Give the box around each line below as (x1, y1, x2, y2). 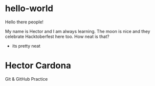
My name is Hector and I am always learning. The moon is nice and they (5, 28, 151, 34)
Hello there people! (5, 19, 44, 25)
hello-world (5, 3, 54, 14)
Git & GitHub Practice (5, 76, 48, 82)
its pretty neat (12, 43, 41, 49)
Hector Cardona (5, 60, 71, 71)
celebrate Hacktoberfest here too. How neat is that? (5, 34, 110, 39)
